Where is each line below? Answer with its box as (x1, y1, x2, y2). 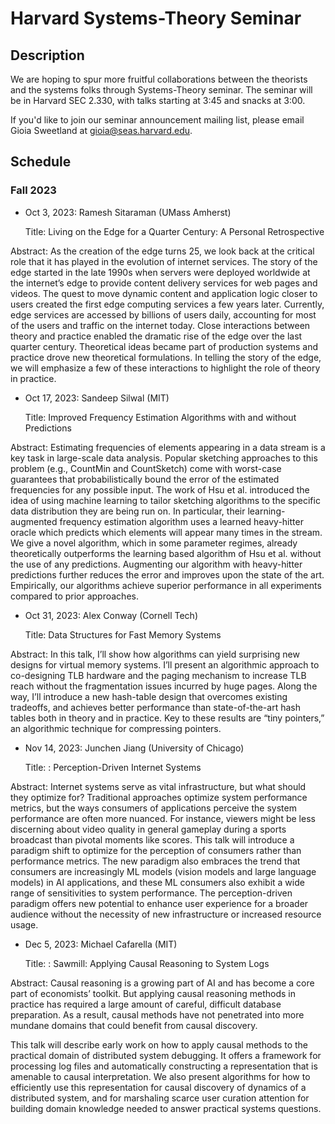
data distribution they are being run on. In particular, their (10, 505, 246, 517)
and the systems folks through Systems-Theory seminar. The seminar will (10, 84, 313, 96)
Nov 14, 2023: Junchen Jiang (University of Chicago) (24, 742, 245, 754)
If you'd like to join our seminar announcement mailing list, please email (10, 114, 305, 126)
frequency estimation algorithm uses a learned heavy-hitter (59, 515, 304, 527)
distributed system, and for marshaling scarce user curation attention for (10, 1092, 310, 1104)
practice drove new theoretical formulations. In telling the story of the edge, (10, 351, 322, 363)
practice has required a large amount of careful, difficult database (10, 998, 282, 1010)
